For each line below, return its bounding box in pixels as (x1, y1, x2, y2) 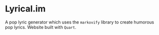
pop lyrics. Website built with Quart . (5, 24, 76, 30)
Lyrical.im (5, 3, 46, 14)
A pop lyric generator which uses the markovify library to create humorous (5, 19, 154, 25)
